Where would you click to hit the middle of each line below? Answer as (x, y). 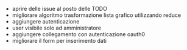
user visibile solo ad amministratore (57, 28)
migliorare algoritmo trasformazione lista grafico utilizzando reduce (97, 15)
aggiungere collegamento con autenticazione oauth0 (78, 34)
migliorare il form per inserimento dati (59, 41)
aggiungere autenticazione (46, 21)
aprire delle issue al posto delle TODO (60, 9)
